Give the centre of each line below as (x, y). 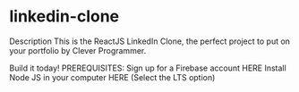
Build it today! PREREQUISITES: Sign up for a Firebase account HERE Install (148, 68)
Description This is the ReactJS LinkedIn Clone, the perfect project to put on (150, 41)
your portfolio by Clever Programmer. (78, 50)
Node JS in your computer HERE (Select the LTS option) (112, 77)
